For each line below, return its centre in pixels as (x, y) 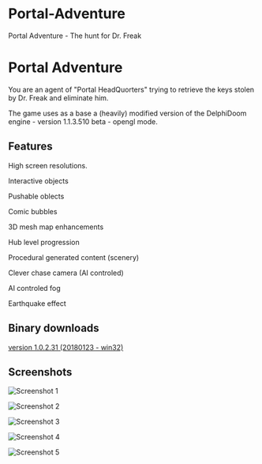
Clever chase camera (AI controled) (66, 273)
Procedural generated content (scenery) (74, 257)
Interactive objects (38, 181)
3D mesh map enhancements (56, 227)
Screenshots (40, 372)
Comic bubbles (33, 211)
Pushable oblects (36, 196)
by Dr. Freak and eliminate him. (58, 98)
